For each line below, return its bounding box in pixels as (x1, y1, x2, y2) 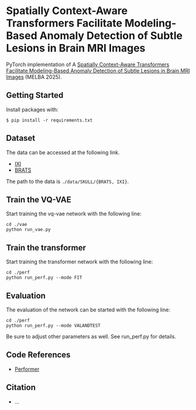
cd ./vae (6, 222, 27, 228)
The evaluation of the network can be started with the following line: (6, 306, 171, 313)
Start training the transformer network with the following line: (6, 258, 153, 265)
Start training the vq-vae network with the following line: (6, 210, 142, 218)
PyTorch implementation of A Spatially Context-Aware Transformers (6, 60, 170, 68)
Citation (6, 382, 36, 392)
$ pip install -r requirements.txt (6, 117, 93, 123)
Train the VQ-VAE (6, 195, 71, 205)
